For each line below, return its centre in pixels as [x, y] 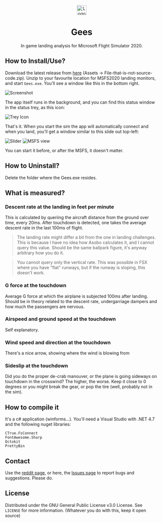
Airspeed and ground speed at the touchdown [60, 319]
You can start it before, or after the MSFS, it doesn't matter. [64, 150]
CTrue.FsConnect [21, 433]
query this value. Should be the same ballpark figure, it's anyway [82, 248]
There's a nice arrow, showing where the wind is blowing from [67, 353]
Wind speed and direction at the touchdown [58, 342]
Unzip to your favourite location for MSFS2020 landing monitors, [91, 78]
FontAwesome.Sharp [24, 437]
